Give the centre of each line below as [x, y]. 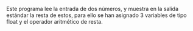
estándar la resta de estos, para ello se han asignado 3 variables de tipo [96, 15]
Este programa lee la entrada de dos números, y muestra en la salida [92, 9]
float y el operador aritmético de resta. [54, 22]
